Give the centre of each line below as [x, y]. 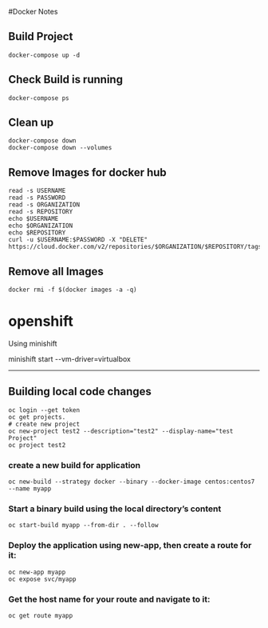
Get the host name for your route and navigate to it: [109, 599]
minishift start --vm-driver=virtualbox [70, 359]
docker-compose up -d [44, 55]
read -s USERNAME [37, 191]
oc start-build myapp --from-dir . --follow [83, 526]
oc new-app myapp [37, 572]
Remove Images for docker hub [88, 172]
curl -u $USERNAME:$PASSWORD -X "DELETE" [78, 240]
